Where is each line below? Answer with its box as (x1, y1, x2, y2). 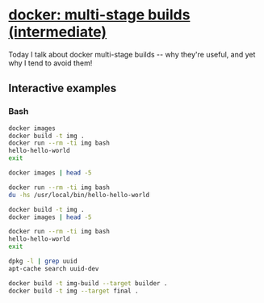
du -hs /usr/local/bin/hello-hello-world (8, 191, 150, 199)
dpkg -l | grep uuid (8, 257, 78, 265)
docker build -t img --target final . (8, 287, 139, 295)
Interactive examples (8, 82, 117, 95)
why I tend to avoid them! (8, 58, 93, 68)
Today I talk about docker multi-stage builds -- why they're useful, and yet (8, 49, 256, 59)
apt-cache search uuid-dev (8, 264, 99, 272)
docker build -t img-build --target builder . (8, 279, 168, 288)
